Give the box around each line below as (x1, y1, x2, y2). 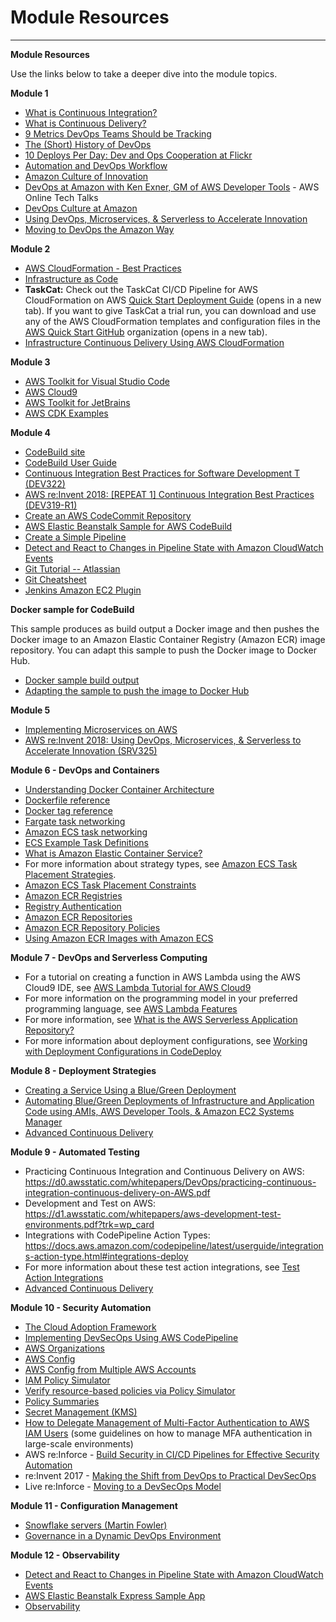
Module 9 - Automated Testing (10, 1146, 140, 1158)
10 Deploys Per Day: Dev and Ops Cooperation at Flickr (24, 149, 253, 161)
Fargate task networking (24, 815, 126, 827)
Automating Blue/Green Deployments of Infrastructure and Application (24, 1094, 315, 1106)
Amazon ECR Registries (24, 889, 123, 901)
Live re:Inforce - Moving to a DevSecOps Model (24, 1480, 222, 1492)
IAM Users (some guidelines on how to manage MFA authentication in (24, 1427, 313, 1439)
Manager (24, 1116, 63, 1128)
